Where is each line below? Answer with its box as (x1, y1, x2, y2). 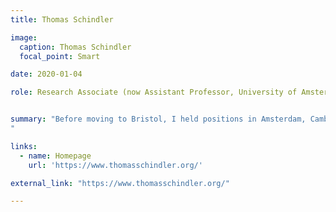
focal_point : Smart (19, 51, 101, 61)
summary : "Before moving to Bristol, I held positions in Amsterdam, (10, 114, 307, 125)
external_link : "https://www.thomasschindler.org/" (10, 178, 230, 188)
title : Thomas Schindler (10, 14, 114, 25)
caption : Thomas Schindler (19, 42, 132, 52)
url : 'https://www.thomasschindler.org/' (28, 160, 203, 170)
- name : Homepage (19, 151, 92, 161)
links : (10, 141, 38, 151)
